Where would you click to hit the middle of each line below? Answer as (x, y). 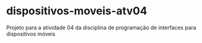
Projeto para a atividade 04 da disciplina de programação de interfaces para (101, 27)
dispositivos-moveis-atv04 (77, 11)
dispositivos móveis (31, 33)
